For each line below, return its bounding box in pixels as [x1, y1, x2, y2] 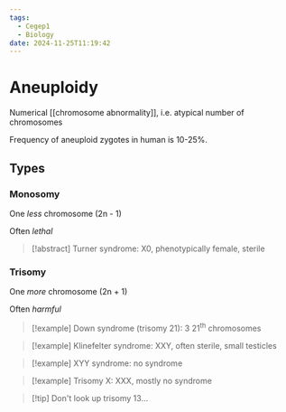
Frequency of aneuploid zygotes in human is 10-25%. [9, 135, 208, 145]
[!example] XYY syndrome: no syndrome [31, 358, 183, 369]
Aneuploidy [9, 78, 99, 98]
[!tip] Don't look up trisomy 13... [31, 392, 149, 403]
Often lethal [9, 225, 53, 236]
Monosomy [9, 187, 60, 200]
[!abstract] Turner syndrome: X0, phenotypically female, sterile [31, 243, 265, 254]
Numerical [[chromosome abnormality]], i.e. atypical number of [9, 108, 245, 118]
